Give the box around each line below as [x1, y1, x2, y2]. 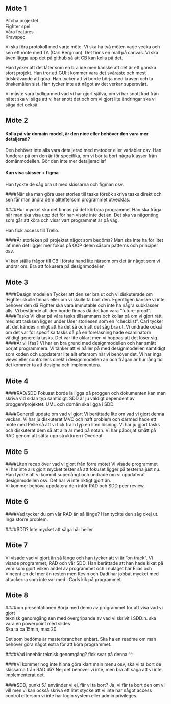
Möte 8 [5, 591, 29, 600]
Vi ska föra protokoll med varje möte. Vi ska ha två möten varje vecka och [5, 43, 160, 50]
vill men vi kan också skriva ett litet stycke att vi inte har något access [5, 687, 152, 693]
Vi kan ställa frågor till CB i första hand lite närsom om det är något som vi [5, 258, 160, 264]
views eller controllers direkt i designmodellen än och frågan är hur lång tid [5, 357, 163, 363]
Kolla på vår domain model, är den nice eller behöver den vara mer [5, 130, 149, 137]
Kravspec [5, 34, 26, 40]
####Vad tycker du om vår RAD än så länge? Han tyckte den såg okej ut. [5, 511, 159, 517]
